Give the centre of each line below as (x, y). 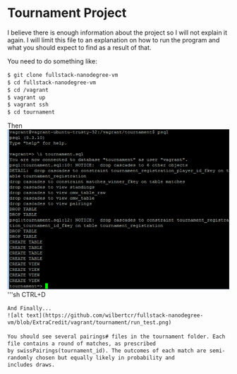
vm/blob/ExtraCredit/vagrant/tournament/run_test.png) (90, 322)
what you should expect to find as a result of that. (79, 47)
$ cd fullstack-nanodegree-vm (52, 83)
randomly (20, 358)
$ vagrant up (26, 97)
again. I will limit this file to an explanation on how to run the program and (114, 40)
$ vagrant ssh (28, 105)
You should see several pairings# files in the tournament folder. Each (116, 337)
